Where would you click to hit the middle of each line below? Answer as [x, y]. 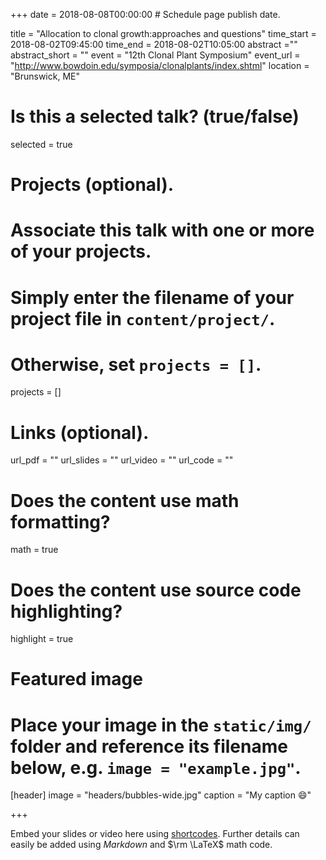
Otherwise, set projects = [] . [136, 364]
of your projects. [81, 251]
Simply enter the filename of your [152, 297]
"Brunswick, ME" [45, 76]
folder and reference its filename [149, 746]
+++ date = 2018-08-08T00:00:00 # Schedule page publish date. [145, 14]
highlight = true [42, 639]
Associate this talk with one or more [162, 230]
